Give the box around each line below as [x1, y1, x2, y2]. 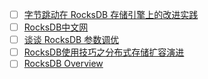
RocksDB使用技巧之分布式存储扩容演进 [23, 46, 185, 58]
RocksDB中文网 [23, 21, 89, 33]
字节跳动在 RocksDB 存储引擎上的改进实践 [23, 9, 199, 20]
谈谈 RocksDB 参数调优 [23, 34, 120, 46]
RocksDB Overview [23, 58, 104, 70]
